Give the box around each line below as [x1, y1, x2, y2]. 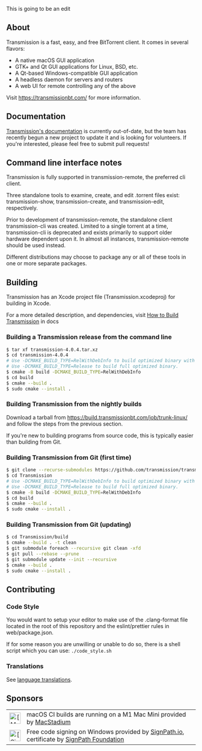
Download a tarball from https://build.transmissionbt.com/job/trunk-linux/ [6, 413, 188, 421]
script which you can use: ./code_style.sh [6, 647, 112, 655]
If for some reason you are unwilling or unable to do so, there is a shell [6, 641, 180, 648]
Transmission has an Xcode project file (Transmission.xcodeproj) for [6, 294, 176, 301]
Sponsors [6, 693, 43, 703]
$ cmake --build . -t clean [6, 539, 77, 546]
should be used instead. [6, 242, 66, 249]
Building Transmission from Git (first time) [6, 453, 132, 462]
